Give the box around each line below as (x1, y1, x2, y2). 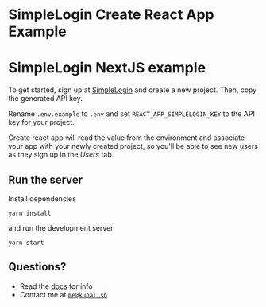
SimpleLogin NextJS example (8, 59, 206, 77)
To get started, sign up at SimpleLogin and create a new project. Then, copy (8, 85, 257, 95)
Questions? (8, 260, 67, 274)
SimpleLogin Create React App (8, 6, 214, 24)
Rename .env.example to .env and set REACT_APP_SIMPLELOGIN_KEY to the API (8, 109, 256, 119)
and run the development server (8, 223, 114, 232)
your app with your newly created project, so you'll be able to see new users (8, 142, 258, 151)
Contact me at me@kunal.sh (19, 290, 108, 299)
